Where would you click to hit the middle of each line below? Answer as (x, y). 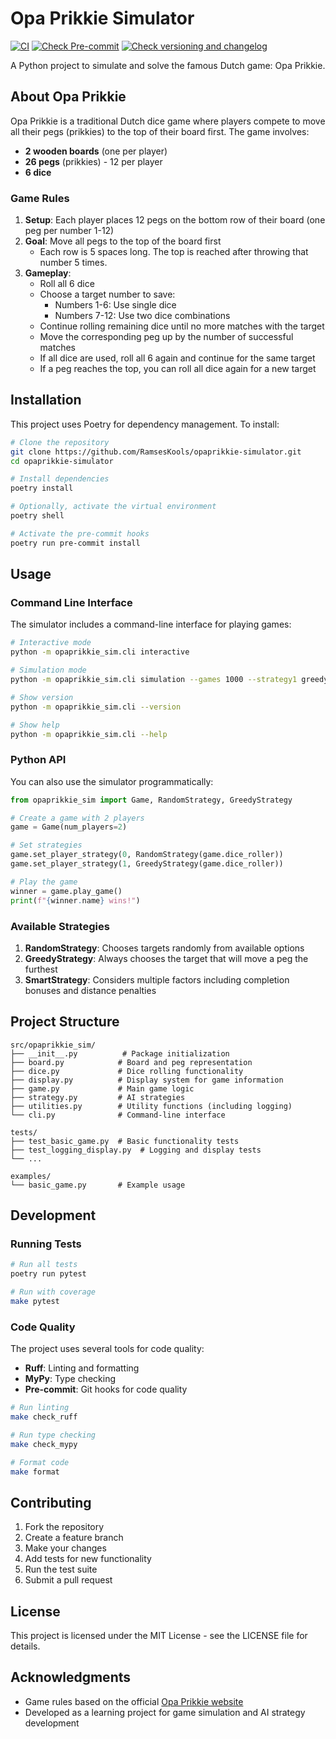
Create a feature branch (74, 1538)
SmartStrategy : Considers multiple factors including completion (157, 979)
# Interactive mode (51, 643)
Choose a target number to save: (107, 294)
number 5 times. (73, 263)
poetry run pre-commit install (75, 543)
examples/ (31, 1176)
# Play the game (44, 882)
